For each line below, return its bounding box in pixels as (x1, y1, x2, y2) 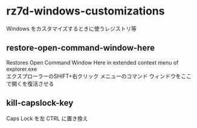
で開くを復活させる (6, 80, 54, 87)
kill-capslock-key (6, 98, 74, 108)
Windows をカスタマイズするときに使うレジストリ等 (6, 25, 137, 32)
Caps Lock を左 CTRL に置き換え (6, 115, 88, 122)
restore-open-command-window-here (6, 43, 155, 53)
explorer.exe (6, 65, 37, 72)
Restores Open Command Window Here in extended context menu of (6, 59, 179, 66)
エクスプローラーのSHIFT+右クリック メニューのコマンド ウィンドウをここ (6, 72, 192, 80)
